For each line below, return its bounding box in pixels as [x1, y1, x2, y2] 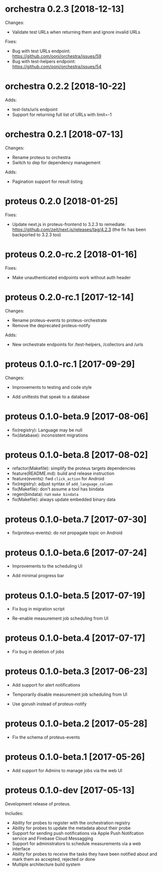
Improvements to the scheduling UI [12, 563, 83, 569]
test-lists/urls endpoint [12, 106, 58, 112]
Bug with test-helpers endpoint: [12, 58, 76, 64]
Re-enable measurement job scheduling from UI [12, 615, 108, 622]
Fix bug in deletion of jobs [12, 649, 65, 655]
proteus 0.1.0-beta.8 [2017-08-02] [5, 449, 148, 460]
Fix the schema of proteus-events [12, 735, 80, 740]
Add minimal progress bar [12, 573, 64, 579]
